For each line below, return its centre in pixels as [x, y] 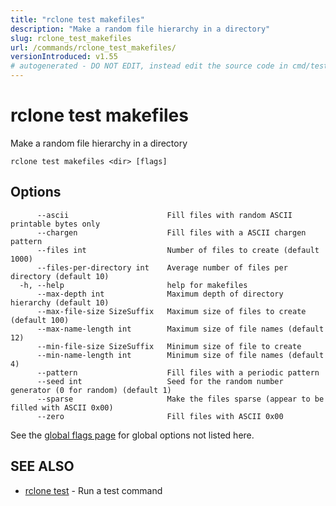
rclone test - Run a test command [93, 490]
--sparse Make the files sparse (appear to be [180, 399]
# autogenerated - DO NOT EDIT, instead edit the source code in [149, 66]
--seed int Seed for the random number [160, 381]
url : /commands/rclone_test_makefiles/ [93, 47]
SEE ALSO [42, 466]
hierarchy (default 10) [60, 302]
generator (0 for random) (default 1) [91, 390]
